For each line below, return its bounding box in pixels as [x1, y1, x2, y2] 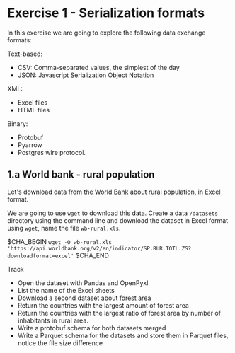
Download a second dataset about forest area [17, 294, 151, 302]
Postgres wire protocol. [17, 148, 86, 156]
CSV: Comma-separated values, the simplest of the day [17, 63, 180, 71]
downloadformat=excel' [7, 253, 74, 260]
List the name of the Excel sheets [17, 286, 115, 294]
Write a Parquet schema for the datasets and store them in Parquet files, [17, 331, 229, 340]
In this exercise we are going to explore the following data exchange [7, 28, 206, 37]
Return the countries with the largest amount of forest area [17, 301, 190, 309]
